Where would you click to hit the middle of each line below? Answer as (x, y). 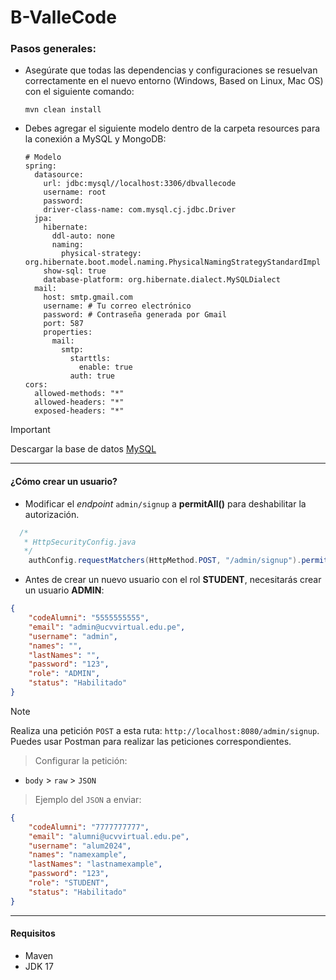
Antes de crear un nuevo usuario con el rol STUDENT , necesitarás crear (173, 580)
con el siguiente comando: (79, 92)
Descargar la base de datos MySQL (83, 449)
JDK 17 (39, 966)
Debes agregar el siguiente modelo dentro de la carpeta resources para (172, 128)
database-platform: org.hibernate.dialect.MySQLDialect (162, 280)
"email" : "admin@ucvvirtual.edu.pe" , (107, 627)
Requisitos (33, 933)
